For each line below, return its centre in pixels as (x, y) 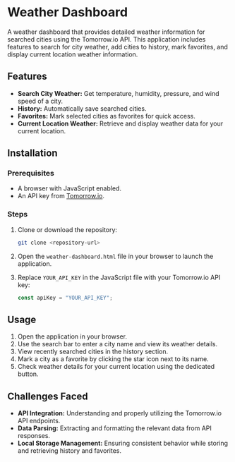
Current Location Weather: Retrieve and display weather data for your (120, 123)
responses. (34, 436)
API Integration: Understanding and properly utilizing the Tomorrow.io (120, 413)
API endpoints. (39, 421)
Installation (32, 153)
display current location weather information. (73, 54)
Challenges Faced (48, 396)
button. (28, 374)
